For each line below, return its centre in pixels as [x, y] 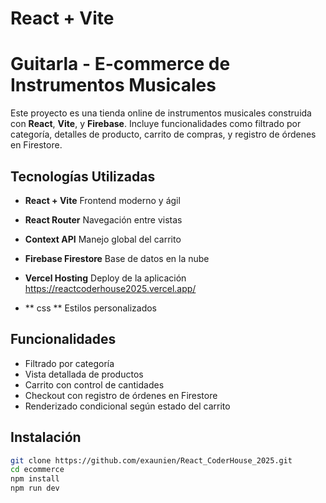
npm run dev [35, 488]
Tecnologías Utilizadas [83, 176]
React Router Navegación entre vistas [103, 219]
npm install [35, 479]
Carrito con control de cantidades [94, 384]
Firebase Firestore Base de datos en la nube [117, 258]
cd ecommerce [37, 470]
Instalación [46, 437]
